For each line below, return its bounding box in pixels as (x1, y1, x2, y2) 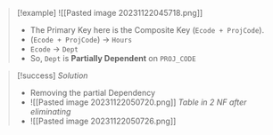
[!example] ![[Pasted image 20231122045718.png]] (16, 8, 203, 18)
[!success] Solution (16, 70, 88, 81)
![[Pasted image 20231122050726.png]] (29, 115, 177, 126)
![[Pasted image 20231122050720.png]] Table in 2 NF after (29, 97, 247, 107)
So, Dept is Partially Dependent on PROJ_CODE (29, 53, 197, 63)
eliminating (29, 107, 71, 116)
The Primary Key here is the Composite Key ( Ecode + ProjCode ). (29, 25, 265, 35)
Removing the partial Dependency (29, 88, 156, 98)
